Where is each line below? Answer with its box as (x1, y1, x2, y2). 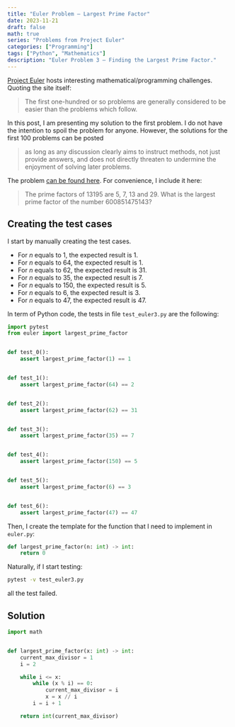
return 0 (20, 550, 46, 557)
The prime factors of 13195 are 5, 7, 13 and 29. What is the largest (24, 189, 216, 199)
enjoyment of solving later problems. (24, 162, 132, 171)
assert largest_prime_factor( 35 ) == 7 (20, 432, 134, 440)
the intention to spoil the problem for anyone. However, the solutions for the (7, 126, 228, 135)
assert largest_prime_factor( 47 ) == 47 (20, 509, 138, 516)
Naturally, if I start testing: (7, 562, 83, 571)
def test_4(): (7, 451, 50, 458)
